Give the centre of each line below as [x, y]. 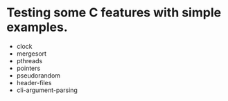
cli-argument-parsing [47, 90]
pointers [28, 68]
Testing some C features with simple [114, 13]
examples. [37, 27]
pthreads [29, 60]
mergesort [31, 54]
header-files [34, 82]
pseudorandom [38, 75]
